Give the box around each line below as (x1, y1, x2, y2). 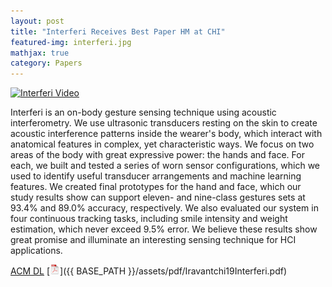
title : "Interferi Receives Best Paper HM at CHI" (10, 26, 226, 37)
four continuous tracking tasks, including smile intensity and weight (10, 213, 288, 225)
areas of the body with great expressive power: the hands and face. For (10, 149, 305, 161)
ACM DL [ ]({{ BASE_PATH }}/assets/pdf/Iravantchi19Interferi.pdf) (10, 265, 288, 277)
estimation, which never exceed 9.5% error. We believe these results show (10, 223, 318, 235)
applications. (10, 245, 63, 257)
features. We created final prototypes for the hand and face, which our (10, 181, 302, 193)
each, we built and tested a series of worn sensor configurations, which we (10, 160, 321, 172)
